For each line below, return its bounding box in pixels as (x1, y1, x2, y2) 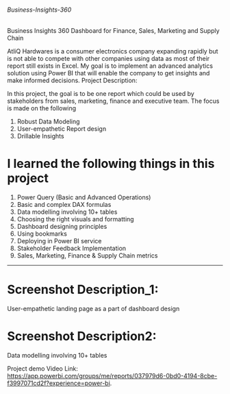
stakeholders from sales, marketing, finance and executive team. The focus (7, 97, 220, 106)
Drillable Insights (16, 132, 64, 140)
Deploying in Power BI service (16, 237, 102, 245)
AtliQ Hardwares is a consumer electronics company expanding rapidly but (7, 47, 218, 56)
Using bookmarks (16, 230, 67, 238)
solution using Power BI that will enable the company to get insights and (7, 69, 210, 77)
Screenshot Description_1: (7, 282, 159, 297)
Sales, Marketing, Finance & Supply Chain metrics (16, 251, 158, 260)
